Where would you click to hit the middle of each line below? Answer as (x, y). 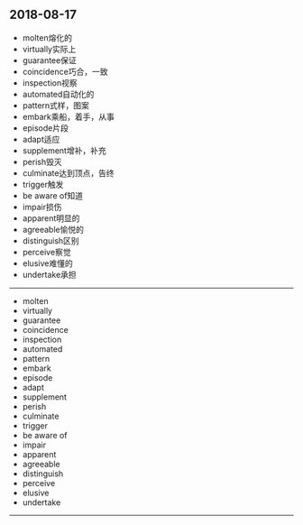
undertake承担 (49, 274)
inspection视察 (50, 83)
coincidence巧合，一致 (65, 71)
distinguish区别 (50, 240)
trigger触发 (43, 184)
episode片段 (46, 128)
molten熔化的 (47, 37)
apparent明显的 (51, 218)
